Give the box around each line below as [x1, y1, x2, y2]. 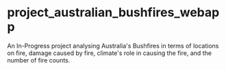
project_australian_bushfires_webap [7, 5, 220, 20]
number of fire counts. [7, 56, 71, 64]
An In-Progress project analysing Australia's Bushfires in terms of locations [7, 41, 219, 50]
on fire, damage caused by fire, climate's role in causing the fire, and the [7, 49, 212, 57]
